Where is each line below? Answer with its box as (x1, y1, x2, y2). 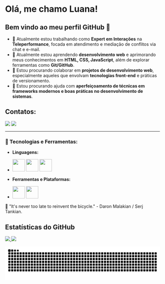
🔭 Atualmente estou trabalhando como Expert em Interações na (12, 36, 142, 42)
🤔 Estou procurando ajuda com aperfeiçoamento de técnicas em (12, 83, 145, 89)
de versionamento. (12, 78, 51, 84)
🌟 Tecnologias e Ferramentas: (5, 138, 78, 145)
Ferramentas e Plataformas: (12, 176, 71, 182)
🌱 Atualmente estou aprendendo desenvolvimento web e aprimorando (12, 52, 156, 57)
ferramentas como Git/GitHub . (12, 62, 75, 68)
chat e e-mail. (12, 47, 41, 52)
